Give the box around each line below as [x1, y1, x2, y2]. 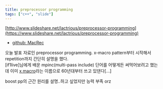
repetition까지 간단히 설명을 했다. [5, 55, 69, 61]
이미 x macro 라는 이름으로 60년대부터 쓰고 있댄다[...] [10, 68, 112, 73]
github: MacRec [12, 39, 44, 45]
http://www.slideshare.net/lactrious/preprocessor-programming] [6, 25, 137, 31]
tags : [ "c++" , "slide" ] [5, 12, 54, 17]
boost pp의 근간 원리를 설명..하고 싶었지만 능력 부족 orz [5, 78, 111, 84]
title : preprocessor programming [5, 7, 73, 12]
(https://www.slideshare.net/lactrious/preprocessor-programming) [5, 30, 139, 36]
